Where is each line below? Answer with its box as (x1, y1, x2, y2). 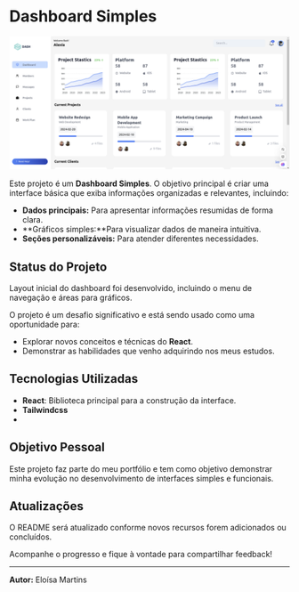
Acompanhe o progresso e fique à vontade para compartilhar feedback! (9, 549, 273, 560)
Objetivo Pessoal (9, 440, 105, 455)
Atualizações (9, 499, 85, 514)
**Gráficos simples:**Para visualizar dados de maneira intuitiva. (21, 224, 262, 235)
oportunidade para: (9, 319, 80, 329)
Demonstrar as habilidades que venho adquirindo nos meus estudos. (21, 345, 275, 356)
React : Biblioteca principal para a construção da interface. (21, 394, 237, 406)
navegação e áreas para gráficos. (9, 292, 133, 303)
